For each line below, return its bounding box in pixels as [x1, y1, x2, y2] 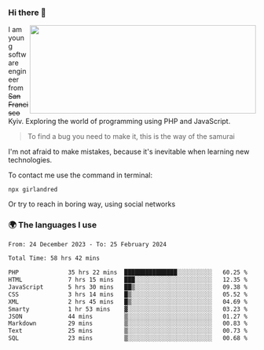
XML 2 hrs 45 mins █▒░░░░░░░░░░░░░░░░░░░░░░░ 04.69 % [8, 297, 247, 305]
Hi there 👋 [8, 7, 47, 18]
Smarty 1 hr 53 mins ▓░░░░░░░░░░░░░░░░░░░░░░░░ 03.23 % [8, 305, 247, 313]
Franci [8, 100, 29, 109]
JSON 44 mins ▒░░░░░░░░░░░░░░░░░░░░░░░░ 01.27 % [8, 312, 247, 320]
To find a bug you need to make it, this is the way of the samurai [27, 132, 236, 141]
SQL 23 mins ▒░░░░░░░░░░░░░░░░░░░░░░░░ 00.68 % [8, 334, 247, 342]
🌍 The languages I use [8, 220, 97, 231]
